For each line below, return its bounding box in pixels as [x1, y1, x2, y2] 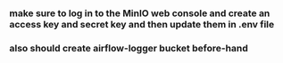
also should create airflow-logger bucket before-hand [9, 42, 248, 54]
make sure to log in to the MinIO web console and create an [9, 7, 271, 20]
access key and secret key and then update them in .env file [9, 18, 275, 30]
